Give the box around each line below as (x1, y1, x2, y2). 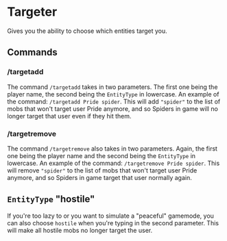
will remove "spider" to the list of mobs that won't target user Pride (7, 166, 198, 175)
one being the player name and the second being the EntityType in (7, 151, 196, 160)
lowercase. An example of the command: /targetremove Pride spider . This (7, 159, 220, 167)
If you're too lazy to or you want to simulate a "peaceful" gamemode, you (7, 212, 215, 220)
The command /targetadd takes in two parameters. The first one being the (7, 83, 218, 91)
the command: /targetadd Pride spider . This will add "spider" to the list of (7, 97, 221, 105)
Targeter (7, 4, 58, 20)
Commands (7, 47, 58, 58)
